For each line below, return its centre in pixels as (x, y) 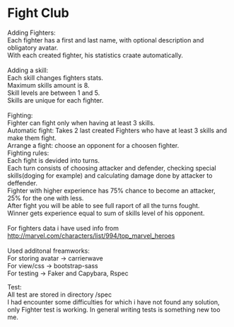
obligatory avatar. (33, 47)
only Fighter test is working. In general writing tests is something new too (114, 309)
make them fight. (32, 138)
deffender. (22, 183)
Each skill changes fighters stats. (55, 78)
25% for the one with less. (46, 198)
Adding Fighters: (31, 33)
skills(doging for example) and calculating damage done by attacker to (110, 176)
